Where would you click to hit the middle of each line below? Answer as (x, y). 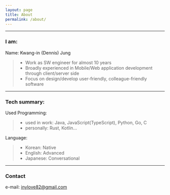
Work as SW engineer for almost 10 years (68, 62)
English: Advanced (45, 153)
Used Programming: (26, 113)
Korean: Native (41, 148)
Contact (15, 176)
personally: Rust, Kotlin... (51, 128)
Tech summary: (25, 102)
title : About (19, 15)
